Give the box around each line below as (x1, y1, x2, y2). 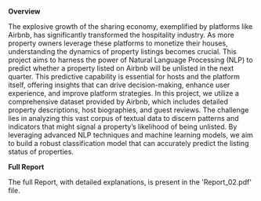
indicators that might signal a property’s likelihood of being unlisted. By (8, 122, 237, 131)
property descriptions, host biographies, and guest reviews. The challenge (8, 105, 249, 115)
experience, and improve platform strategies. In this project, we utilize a (8, 89, 239, 97)
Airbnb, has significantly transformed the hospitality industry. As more (8, 31, 235, 39)
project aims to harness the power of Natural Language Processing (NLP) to (8, 55, 253, 64)
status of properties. (8, 147, 74, 156)
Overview (8, 7, 41, 16)
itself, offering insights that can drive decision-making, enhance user (8, 80, 230, 90)
